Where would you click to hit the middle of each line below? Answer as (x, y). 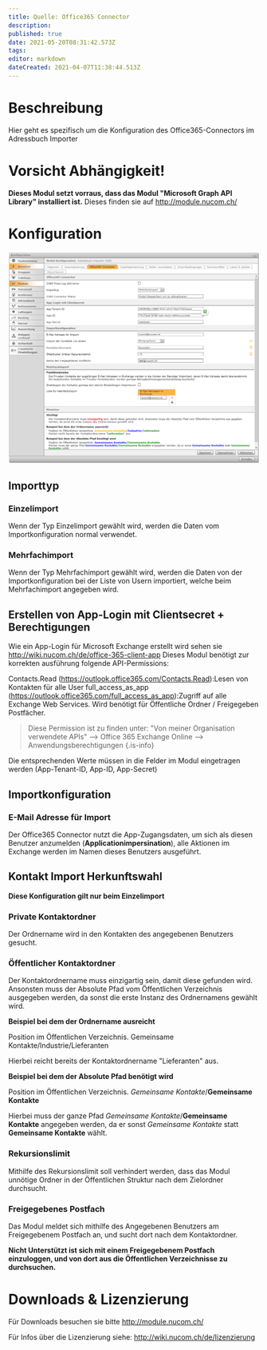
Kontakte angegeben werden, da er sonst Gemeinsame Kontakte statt (124, 1125)
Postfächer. (27, 713)
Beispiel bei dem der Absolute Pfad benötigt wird (91, 1077)
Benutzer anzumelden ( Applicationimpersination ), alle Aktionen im (119, 842)
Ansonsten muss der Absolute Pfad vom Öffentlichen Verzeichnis (116, 989)
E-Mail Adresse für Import (60, 817)
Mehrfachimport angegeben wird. (64, 589)
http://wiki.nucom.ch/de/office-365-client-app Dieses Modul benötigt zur (129, 655)
